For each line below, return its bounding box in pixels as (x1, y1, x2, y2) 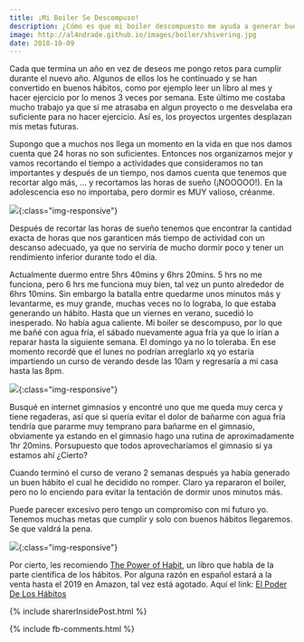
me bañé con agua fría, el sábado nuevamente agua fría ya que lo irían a (9, 327, 280, 338)
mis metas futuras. (9, 121, 80, 132)
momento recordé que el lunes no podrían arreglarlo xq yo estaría (9, 346, 255, 358)
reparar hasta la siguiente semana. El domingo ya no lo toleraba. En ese (9, 337, 276, 348)
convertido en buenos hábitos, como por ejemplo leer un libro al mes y (9, 82, 273, 93)
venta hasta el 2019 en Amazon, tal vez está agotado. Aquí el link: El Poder (9, 579, 288, 589)
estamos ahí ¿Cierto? (9, 450, 88, 461)
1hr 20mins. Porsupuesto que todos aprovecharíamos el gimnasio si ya (9, 440, 273, 451)
